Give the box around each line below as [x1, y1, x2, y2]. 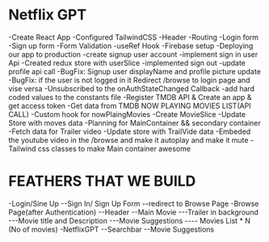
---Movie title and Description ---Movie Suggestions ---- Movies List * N [8, 215, 251, 225]
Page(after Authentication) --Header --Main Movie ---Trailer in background [8, 207, 258, 217]
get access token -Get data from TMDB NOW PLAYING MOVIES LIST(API [8, 101, 252, 111]
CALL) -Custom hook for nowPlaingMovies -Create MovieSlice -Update [8, 109, 246, 119]
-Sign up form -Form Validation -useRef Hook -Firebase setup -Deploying [8, 40, 254, 50]
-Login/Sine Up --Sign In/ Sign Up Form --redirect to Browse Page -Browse [8, 198, 259, 208]
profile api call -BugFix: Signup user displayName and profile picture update [8, 66, 261, 76]
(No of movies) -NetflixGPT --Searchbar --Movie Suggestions [8, 224, 215, 234]
